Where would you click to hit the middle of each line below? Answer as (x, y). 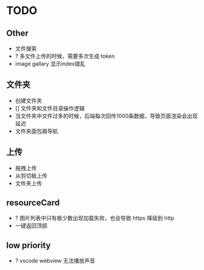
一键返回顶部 (31, 226)
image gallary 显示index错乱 (50, 64)
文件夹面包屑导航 (36, 131)
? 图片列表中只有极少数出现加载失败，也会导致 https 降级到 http (95, 218)
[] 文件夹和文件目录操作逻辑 (50, 108)
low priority (29, 245)
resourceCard (33, 203)
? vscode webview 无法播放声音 (55, 261)
